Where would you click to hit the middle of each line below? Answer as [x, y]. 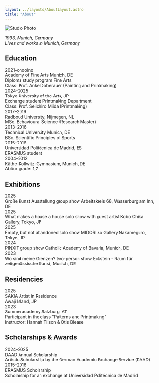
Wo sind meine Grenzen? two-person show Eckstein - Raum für [69, 259]
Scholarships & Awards [41, 338]
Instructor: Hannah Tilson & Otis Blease [44, 322]
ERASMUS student [24, 153]
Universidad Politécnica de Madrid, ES [43, 148]
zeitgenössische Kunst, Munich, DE [40, 264]
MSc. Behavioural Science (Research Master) [50, 122]
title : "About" [20, 14]
